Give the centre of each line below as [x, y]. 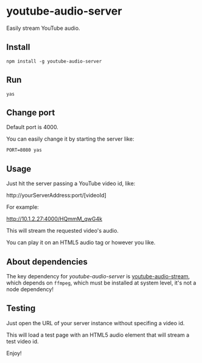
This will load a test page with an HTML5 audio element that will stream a [98, 335]
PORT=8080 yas [24, 150]
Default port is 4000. [33, 127]
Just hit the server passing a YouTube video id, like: [71, 183]
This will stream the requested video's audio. [62, 231]
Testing [21, 308]
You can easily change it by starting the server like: [71, 139]
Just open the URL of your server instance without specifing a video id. [96, 323]
